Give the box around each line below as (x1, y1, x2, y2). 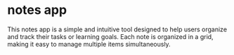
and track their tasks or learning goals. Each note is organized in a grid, (7, 32, 214, 40)
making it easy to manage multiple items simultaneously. (7, 40, 171, 48)
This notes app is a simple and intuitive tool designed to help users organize (7, 25, 227, 33)
